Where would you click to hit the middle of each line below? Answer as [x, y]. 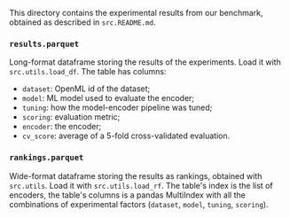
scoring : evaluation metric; [71, 117]
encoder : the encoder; [62, 127]
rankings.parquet [47, 158]
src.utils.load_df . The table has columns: [88, 72]
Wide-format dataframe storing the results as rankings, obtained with [136, 175]
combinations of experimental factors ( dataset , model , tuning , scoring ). [139, 204]
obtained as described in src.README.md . [82, 22]
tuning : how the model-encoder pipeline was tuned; [117, 108]
